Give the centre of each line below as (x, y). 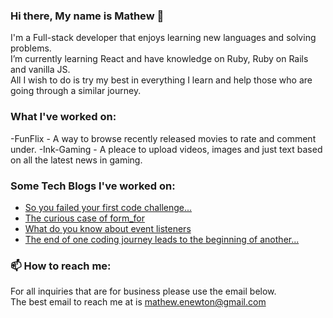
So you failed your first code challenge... (108, 207)
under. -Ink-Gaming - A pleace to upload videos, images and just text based (166, 149)
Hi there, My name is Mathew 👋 (87, 16)
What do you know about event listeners (108, 228)
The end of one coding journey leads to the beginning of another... (162, 239)
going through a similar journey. (76, 91)
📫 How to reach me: (61, 266)
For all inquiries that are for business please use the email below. (143, 291)
